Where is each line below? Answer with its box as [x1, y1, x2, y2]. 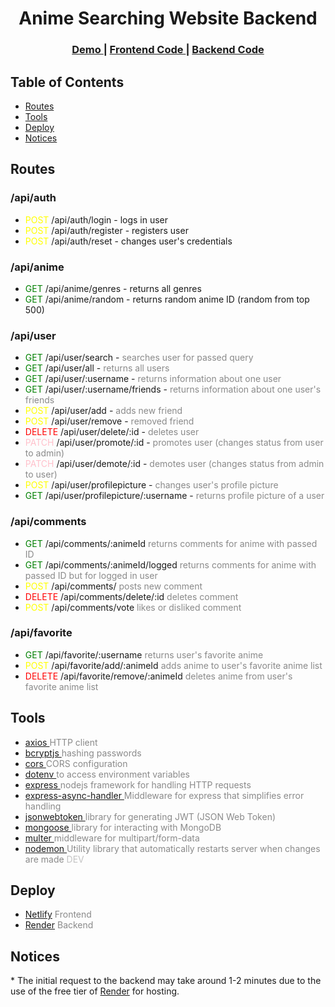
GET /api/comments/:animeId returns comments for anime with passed [24, 537, 318, 549]
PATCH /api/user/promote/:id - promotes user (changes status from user [24, 437, 324, 449]
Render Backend [24, 919, 94, 931]
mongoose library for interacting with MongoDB [24, 821, 222, 833]
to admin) [24, 447, 65, 459]
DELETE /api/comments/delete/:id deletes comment [24, 590, 239, 602]
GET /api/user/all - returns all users [24, 362, 170, 374]
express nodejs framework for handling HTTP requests [24, 778, 252, 791]
